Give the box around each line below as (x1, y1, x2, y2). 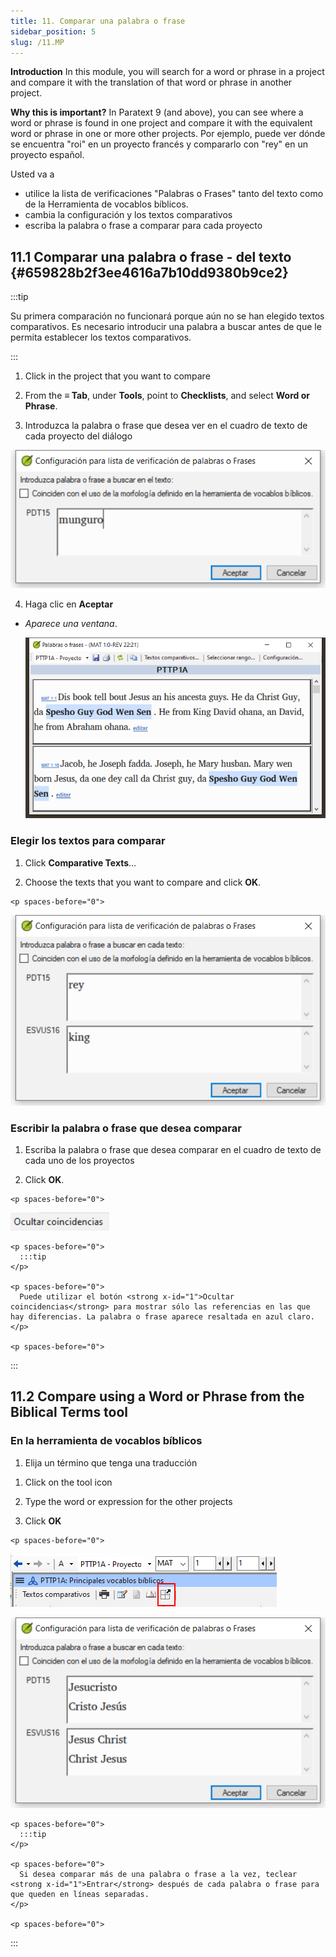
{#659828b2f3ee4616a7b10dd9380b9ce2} (10, 264, 289, 281)
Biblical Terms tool (10, 1404, 129, 1421)
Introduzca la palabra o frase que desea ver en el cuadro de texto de (24, 420, 308, 432)
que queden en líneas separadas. (10, 1889, 150, 1899)
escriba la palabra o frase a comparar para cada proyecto (24, 220, 263, 232)
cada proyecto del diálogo (24, 430, 133, 442)
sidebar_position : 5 (10, 26, 97, 37)
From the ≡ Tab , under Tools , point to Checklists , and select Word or (24, 390, 310, 402)
